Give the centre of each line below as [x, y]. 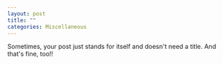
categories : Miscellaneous [47, 27]
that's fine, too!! [30, 54]
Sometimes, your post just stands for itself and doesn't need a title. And [112, 47]
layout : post [27, 14]
